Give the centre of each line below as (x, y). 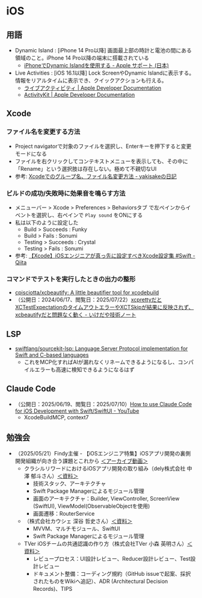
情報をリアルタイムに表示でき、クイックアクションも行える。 (91, 80)
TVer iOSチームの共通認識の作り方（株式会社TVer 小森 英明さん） (106, 543)
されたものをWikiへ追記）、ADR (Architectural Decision (100, 581)
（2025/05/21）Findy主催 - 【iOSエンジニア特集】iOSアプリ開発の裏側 (103, 453)
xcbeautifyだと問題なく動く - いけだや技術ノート (75, 315)
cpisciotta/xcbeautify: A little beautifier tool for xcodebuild (87, 292)
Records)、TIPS (53, 588)
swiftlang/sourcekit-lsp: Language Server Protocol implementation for (101, 349)
